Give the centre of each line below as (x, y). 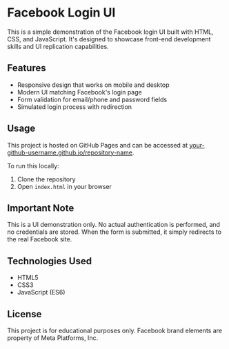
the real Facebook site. (40, 239)
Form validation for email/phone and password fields (92, 99)
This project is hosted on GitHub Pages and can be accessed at (98, 145)
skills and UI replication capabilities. (58, 46)
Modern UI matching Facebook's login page (80, 92)
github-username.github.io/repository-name (70, 152)
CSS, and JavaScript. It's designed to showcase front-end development (109, 39)
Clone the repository (46, 179)
